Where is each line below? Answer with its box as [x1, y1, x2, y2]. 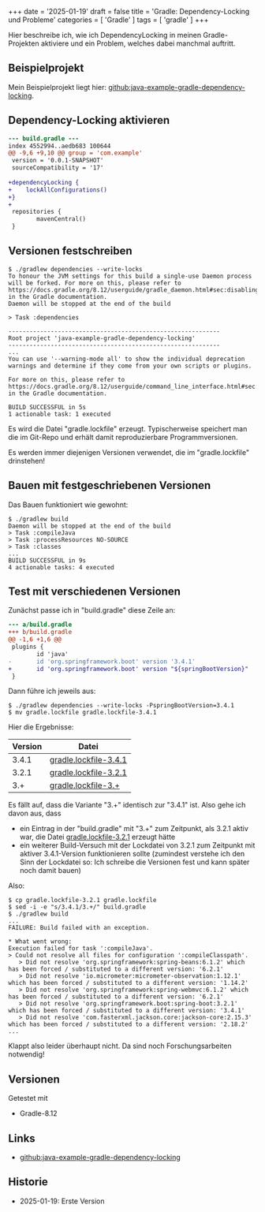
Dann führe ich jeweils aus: [8, 686, 96, 696]
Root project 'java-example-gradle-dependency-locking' [8, 334, 196, 342]
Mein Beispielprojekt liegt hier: [8, 82, 106, 91]
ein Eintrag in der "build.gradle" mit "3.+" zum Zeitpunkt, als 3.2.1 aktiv [19, 824, 248, 833]
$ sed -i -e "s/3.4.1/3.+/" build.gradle [8, 903, 147, 912]
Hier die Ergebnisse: [8, 722, 74, 732]
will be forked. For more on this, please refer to [8, 279, 181, 287]
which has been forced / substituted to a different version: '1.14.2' [8, 979, 248, 987]
